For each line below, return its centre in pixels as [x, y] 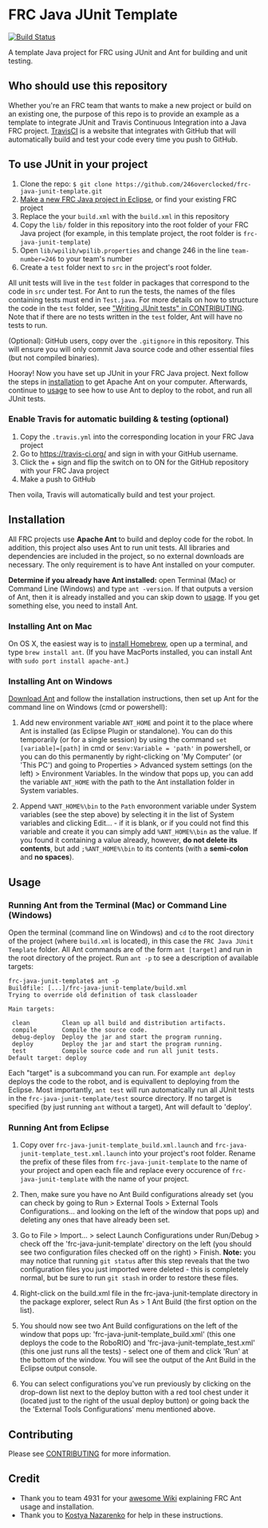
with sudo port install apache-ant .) [69, 660]
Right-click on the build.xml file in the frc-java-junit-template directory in [138, 1294]
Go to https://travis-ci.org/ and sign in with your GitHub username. [129, 453]
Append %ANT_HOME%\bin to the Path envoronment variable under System [138, 806]
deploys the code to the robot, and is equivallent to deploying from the [124, 1081]
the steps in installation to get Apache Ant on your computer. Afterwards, [128, 381]
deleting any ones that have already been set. [95, 1220]
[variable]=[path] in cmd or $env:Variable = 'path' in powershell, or [135, 748]
